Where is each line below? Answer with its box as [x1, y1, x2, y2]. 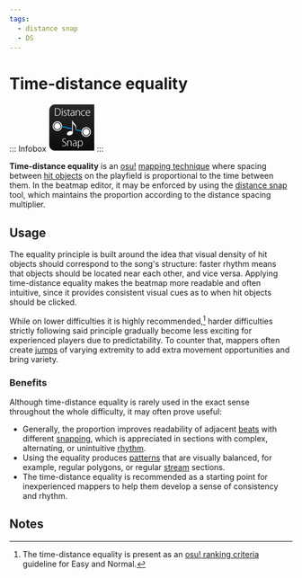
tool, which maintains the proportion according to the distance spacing [9, 190, 271, 200]
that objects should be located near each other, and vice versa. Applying [9, 268, 279, 279]
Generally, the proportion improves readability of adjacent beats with [22, 423, 277, 435]
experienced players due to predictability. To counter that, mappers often [9, 334, 280, 345]
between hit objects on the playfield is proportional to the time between [9, 171, 274, 182]
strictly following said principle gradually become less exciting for [9, 325, 253, 336]
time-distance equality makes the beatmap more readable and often [9, 278, 262, 289]
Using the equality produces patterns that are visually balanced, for [22, 452, 272, 463]
